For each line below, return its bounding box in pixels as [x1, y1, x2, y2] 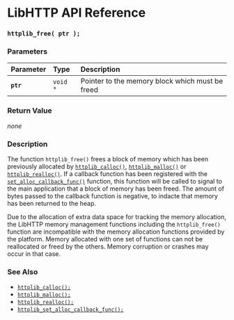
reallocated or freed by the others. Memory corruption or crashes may [7, 242, 209, 250]
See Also [7, 266, 38, 276]
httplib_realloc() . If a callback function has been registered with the [7, 170, 208, 178]
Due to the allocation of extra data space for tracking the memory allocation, [7, 213, 226, 221]
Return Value [7, 106, 52, 115]
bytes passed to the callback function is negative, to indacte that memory [7, 192, 218, 200]
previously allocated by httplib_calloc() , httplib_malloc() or [7, 162, 187, 170]
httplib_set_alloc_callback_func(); [17, 306, 124, 314]
